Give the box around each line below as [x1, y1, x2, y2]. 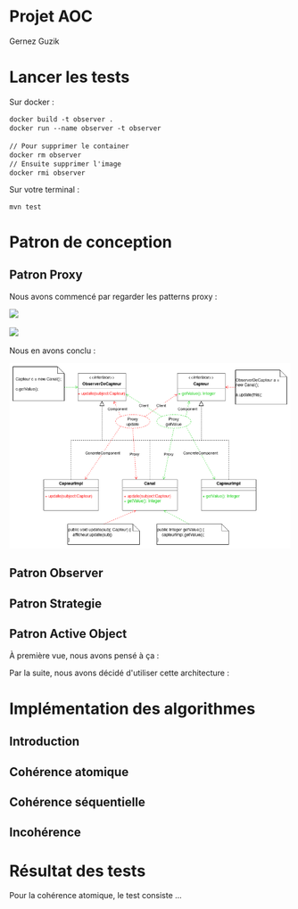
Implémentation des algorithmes [9, 698, 256, 719]
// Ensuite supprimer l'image [9, 159, 122, 169]
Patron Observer [9, 566, 104, 581]
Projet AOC [9, 6, 94, 27]
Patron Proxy [9, 268, 83, 283]
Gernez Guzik [9, 36, 60, 46]
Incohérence [9, 825, 82, 840]
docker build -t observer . [9, 114, 114, 124]
